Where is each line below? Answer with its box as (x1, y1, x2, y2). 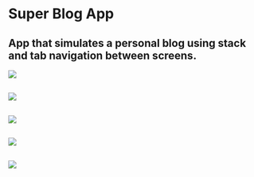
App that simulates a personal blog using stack (8, 37, 247, 50)
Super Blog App (8, 5, 114, 23)
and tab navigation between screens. (8, 48, 197, 62)
